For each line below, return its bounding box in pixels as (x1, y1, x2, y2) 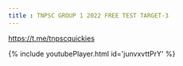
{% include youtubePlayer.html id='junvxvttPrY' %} (8, 49, 176, 58)
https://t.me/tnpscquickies (8, 33, 95, 43)
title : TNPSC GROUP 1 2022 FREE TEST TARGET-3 (8, 11, 169, 20)
